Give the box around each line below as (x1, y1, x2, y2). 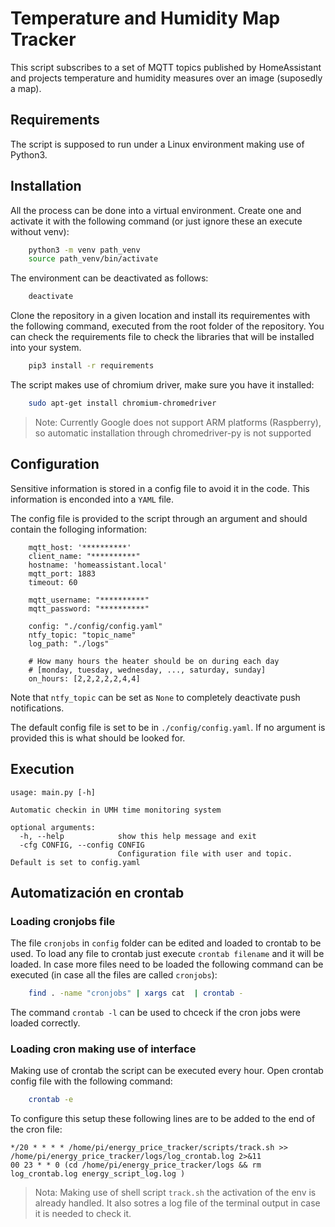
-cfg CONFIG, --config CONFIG (19, 840, 145, 850)
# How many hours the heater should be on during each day (28, 656, 280, 666)
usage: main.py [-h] (10, 787, 97, 797)
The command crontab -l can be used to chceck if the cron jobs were (10, 1007, 301, 1019)
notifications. (10, 702, 65, 714)
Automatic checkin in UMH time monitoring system (10, 805, 222, 815)
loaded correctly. (10, 1017, 81, 1029)
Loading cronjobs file (10, 914, 116, 928)
